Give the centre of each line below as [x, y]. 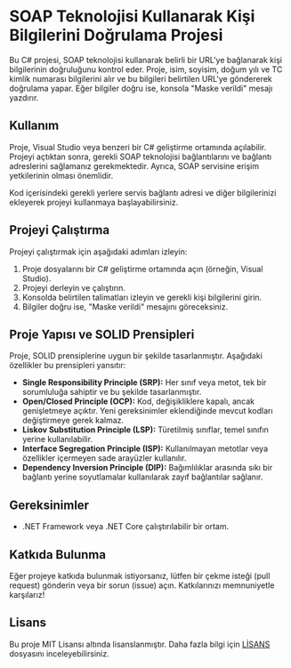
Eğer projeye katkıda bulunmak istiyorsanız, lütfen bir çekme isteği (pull [140, 576]
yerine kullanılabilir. [57, 439]
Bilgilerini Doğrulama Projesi [116, 35]
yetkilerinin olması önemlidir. [61, 175]
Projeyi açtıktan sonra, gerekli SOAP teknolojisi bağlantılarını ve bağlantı [141, 157]
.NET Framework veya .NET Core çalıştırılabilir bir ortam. [125, 527]
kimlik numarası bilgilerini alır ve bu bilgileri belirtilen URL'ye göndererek [141, 78]
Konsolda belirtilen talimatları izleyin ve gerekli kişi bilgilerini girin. [142, 297]
